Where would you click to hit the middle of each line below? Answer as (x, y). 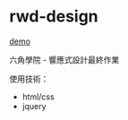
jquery (34, 106)
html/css (38, 97)
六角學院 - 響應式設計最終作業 (64, 59)
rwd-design (54, 17)
